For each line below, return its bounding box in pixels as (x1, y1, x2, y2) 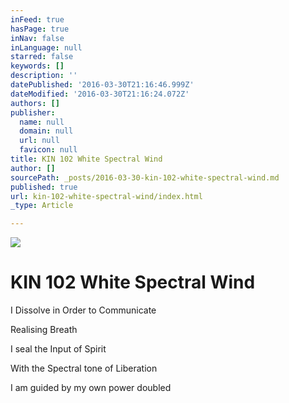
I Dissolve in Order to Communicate (10, 304, 157, 316)
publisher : (10, 107, 56, 118)
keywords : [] (10, 61, 65, 71)
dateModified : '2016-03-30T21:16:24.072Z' (10, 89, 190, 99)
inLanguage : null (10, 42, 83, 53)
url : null (19, 136, 60, 146)
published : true (10, 182, 78, 192)
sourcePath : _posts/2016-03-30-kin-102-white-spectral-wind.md (10, 172, 280, 183)
